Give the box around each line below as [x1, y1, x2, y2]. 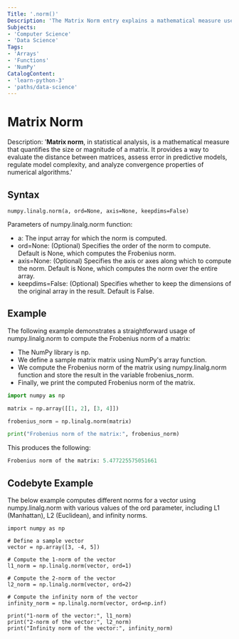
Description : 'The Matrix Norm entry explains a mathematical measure [7, 17, 221, 24]
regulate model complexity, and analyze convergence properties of [7, 160, 204, 169]
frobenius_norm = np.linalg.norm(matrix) [7, 418, 132, 425]
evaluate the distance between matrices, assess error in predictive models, [7, 153, 228, 161]
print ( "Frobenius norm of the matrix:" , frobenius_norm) [7, 431, 180, 438]
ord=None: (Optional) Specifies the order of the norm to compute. [17, 242, 211, 250]
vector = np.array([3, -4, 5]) [7, 543, 100, 551]
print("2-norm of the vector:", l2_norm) [7, 618, 132, 625]
